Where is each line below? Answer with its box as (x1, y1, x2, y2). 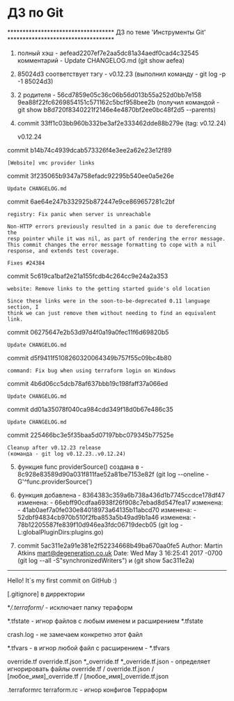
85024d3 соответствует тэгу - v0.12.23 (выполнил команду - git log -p (17, 70, 226, 78)
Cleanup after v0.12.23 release (7, 444, 101, 451)
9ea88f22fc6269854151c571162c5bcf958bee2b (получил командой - (17, 98, 220, 106)
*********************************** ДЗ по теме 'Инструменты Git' (7, 28, 206, 36)
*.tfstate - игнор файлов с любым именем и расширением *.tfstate (7, 617, 203, 625)
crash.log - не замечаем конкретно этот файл (7, 630, 143, 638)
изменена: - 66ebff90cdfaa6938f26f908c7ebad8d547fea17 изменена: (17, 498, 224, 507)
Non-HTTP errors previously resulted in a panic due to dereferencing (7, 223, 217, 230)
